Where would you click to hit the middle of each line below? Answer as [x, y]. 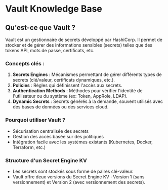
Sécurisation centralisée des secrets [51, 131]
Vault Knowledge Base [54, 9]
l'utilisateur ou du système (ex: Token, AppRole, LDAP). [70, 96]
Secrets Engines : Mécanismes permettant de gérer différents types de [87, 74]
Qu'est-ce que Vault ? [40, 28]
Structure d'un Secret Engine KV [46, 160]
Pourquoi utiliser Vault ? [35, 120]
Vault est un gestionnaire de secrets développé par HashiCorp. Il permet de [84, 40]
